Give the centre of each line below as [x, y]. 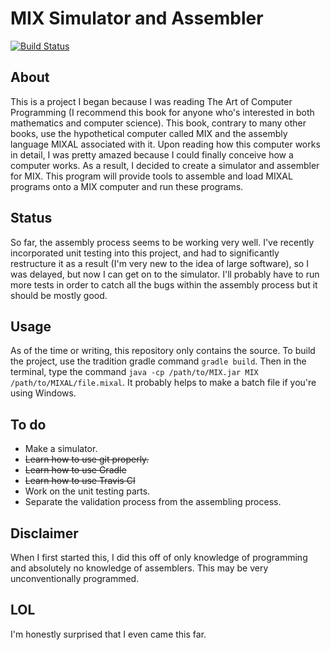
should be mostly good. [59, 295]
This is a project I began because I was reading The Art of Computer [151, 101]
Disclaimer [44, 533]
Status [31, 218]
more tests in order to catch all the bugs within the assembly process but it [164, 284]
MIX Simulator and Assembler [137, 18]
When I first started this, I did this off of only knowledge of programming [159, 557]
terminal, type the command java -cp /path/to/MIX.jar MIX [134, 372]
